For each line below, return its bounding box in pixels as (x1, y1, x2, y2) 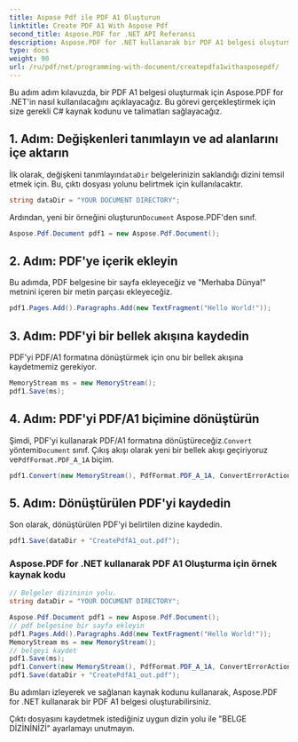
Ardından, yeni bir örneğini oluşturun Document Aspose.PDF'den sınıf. (9, 211, 257, 222)
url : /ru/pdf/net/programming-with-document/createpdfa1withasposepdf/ (9, 63, 279, 72)
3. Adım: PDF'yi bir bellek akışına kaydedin (9, 328, 250, 343)
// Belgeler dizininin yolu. (9, 588, 117, 598)
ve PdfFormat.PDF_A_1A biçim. (9, 454, 114, 465)
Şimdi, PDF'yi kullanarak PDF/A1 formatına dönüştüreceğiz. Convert (9, 435, 253, 445)
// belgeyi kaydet (9, 646, 77, 655)
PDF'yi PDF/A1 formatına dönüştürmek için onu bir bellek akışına (9, 352, 244, 363)
